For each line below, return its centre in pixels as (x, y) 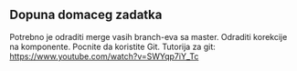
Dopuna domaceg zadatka (86, 15)
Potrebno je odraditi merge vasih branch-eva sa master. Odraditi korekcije (148, 36)
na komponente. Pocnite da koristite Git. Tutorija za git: (113, 46)
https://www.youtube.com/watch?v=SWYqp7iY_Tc (104, 56)
